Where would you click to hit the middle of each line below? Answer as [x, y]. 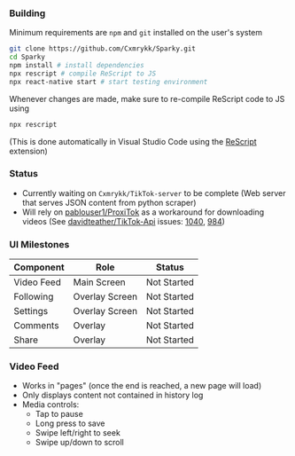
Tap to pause [59, 414]
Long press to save [70, 423]
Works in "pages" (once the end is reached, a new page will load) [142, 386]
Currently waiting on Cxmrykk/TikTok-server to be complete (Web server [154, 193]
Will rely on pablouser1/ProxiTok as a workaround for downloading [143, 212]
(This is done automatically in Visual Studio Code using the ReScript [133, 141]
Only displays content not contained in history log [113, 395]
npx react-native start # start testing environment [109, 82]
